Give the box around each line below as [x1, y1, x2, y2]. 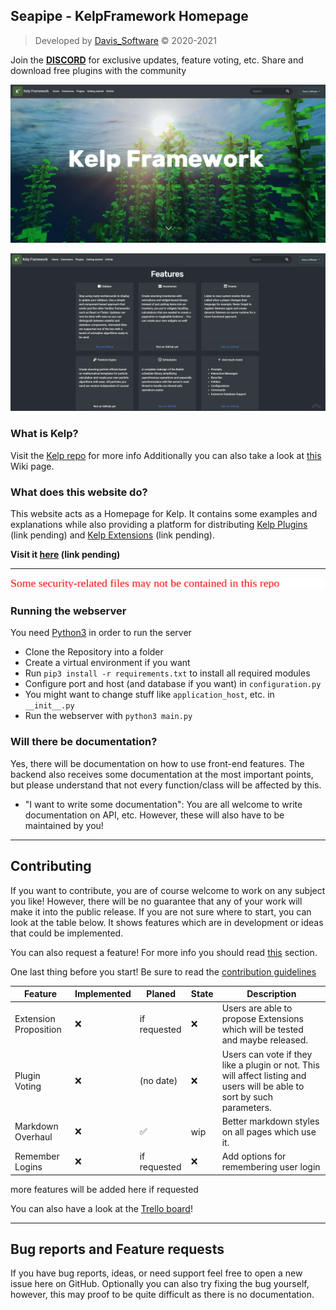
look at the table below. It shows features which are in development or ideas [10, 916, 324, 928]
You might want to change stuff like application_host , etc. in [24, 689, 275, 701]
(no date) [139, 1075, 178, 1086]
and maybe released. [221, 1034, 309, 1046]
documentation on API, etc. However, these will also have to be [24, 809, 285, 821]
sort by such [221, 1090, 274, 1103]
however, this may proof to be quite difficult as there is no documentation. [10, 1289, 315, 1301]
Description [246, 988, 297, 999]
